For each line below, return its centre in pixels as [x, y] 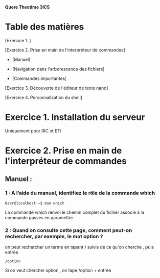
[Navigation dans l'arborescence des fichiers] [58, 69]
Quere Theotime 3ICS [27, 7]
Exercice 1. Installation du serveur [75, 117]
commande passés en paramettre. [40, 217]
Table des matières [45, 27]
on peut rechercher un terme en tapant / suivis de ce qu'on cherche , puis [80, 247]
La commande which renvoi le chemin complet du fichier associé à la [75, 212]
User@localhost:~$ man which [35, 203]
